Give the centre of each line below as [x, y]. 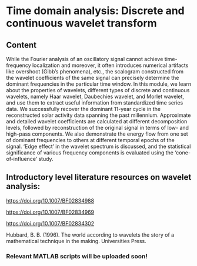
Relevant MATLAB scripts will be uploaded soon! [77, 256]
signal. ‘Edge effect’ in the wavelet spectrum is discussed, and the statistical [98, 146]
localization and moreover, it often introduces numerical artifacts [110, 65]
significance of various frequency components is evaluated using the [90, 153]
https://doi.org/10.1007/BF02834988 [50, 200]
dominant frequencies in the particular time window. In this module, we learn [99, 84]
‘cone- [183, 153]
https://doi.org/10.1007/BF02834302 [50, 223]
